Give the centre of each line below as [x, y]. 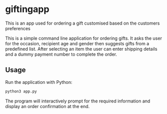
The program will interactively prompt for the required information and [78, 101]
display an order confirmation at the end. [48, 106]
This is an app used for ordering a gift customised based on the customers [82, 23]
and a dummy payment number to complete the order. [61, 54]
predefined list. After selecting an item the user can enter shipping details [81, 49]
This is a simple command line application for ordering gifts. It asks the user [84, 38]
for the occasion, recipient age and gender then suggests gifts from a [77, 43]
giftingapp [27, 9]
